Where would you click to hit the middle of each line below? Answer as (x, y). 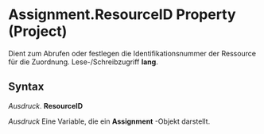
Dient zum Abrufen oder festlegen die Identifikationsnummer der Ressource (132, 53)
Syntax (26, 87)
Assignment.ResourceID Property (122, 15)
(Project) (38, 31)
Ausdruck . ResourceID (46, 105)
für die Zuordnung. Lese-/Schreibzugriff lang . (83, 62)
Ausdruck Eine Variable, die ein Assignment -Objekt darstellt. (109, 121)
